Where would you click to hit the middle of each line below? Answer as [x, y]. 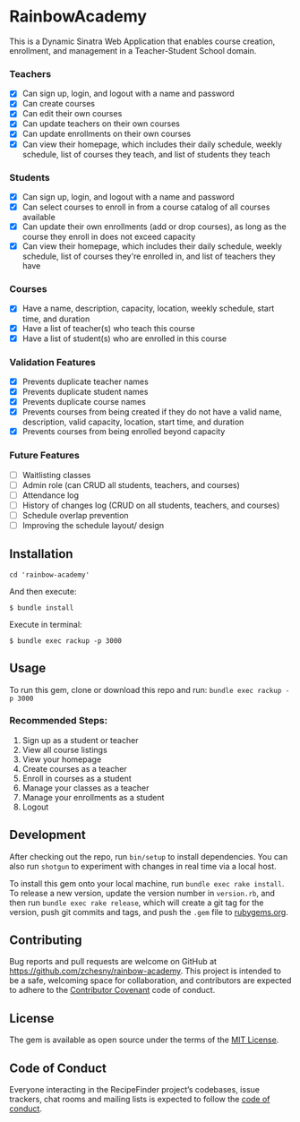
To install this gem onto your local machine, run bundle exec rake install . [147, 883]
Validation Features [52, 362]
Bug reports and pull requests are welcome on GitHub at [113, 962]
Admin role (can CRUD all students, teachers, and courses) [131, 484]
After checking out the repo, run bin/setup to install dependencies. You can [149, 856]
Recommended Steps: [59, 721]
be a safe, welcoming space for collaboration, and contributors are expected [150, 981]
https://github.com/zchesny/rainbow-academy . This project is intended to [146, 971]
